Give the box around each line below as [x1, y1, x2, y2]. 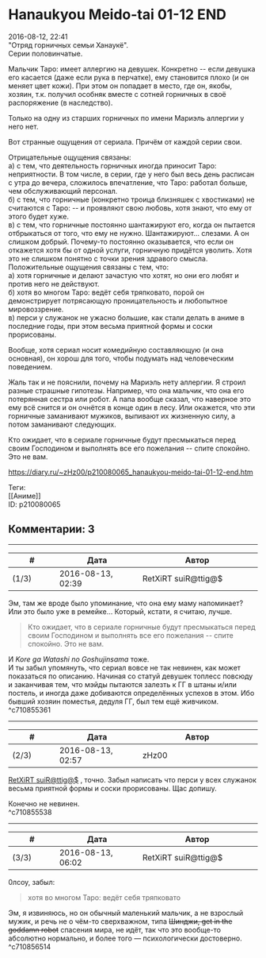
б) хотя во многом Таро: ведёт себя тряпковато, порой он [8, 288, 204, 297]
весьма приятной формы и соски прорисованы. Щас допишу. [8, 783, 217, 793]
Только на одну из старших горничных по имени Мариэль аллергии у [8, 113, 245, 122]
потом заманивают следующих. [8, 419, 116, 429]
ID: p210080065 [8, 499, 61, 509]
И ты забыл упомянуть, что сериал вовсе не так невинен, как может [8, 662, 241, 672]
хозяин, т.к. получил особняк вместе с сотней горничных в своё [8, 89, 227, 99]
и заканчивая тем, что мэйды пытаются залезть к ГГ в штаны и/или [8, 679, 237, 689]
